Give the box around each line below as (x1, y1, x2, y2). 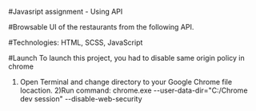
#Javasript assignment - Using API (8, 7, 123, 16)
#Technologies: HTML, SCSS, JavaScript (8, 38, 143, 47)
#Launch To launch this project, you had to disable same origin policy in (8, 54, 246, 62)
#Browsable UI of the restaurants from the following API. (8, 22, 194, 31)
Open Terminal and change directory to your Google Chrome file (19, 77, 233, 86)
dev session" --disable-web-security (19, 94, 142, 103)
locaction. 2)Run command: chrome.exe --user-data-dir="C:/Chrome (19, 85, 248, 95)
